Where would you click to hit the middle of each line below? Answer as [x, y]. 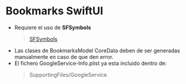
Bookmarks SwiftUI [54, 11]
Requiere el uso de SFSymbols [52, 27]
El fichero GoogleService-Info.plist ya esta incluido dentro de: [91, 63]
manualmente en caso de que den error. [64, 57]
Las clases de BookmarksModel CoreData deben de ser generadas [97, 50]
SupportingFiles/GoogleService [68, 74]
